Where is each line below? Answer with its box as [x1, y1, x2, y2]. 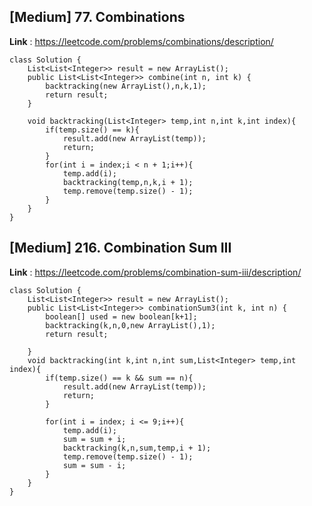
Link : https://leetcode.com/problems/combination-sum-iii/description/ [9, 266, 302, 278]
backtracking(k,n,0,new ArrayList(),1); [45, 320, 216, 330]
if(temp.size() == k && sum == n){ [45, 373, 194, 383]
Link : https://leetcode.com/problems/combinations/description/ [9, 35, 274, 47]
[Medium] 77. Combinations [9, 9, 186, 26]
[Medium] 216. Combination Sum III [9, 240, 232, 257]
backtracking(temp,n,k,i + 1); [62, 177, 194, 187]
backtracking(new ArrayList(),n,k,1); [45, 81, 207, 91]
